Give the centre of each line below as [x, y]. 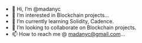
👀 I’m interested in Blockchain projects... [60, 15]
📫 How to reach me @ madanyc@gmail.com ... [68, 34]
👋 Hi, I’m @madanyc [36, 9]
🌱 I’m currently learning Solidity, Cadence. [63, 21]
